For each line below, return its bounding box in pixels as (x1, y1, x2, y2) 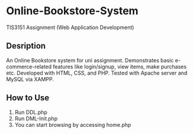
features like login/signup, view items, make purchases (53, 63, 187, 70)
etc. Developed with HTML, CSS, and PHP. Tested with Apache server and (6, 69, 188, 76)
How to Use (6, 93, 50, 103)
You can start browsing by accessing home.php (14, 121, 131, 128)
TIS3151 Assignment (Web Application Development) (6, 24, 134, 31)
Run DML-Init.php (14, 114, 58, 122)
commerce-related (6, 63, 52, 70)
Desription (6, 41, 46, 51)
